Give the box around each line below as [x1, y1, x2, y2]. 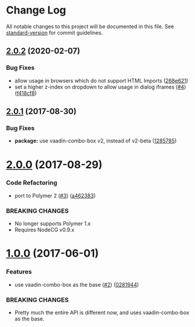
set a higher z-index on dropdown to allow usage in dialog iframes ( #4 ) [14, 83, 186, 90]
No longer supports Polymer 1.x [14, 220, 91, 227]
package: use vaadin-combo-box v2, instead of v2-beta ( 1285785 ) [14, 137, 177, 144]
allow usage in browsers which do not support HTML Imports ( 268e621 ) [14, 77, 189, 84]
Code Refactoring [6, 179, 57, 187]
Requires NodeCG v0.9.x [14, 226, 75, 233]
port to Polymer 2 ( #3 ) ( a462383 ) [14, 192, 96, 199]
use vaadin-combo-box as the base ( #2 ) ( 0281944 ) [14, 281, 139, 288]
